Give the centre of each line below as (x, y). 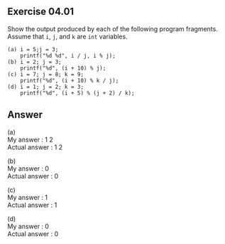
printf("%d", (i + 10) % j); (63, 68)
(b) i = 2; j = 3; (34, 62)
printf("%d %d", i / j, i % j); (68, 55)
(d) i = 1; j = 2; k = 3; (45, 87)
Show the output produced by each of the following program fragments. (112, 28)
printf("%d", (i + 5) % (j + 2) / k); (77, 93)
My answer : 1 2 (30, 139)
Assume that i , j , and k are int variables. (67, 36)
